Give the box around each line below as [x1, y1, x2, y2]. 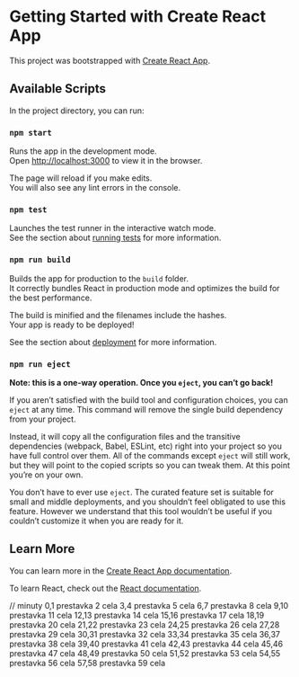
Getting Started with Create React [9, 6, 267, 27]
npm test [9, 204, 48, 215]
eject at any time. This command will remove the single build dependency [9, 404, 284, 414]
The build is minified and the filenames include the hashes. [9, 309, 227, 320]
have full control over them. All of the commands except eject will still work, [9, 450, 291, 460]
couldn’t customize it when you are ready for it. [9, 515, 184, 526]
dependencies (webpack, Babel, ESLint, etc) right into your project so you [9, 441, 283, 451]
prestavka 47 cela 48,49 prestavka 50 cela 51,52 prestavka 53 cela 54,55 [9, 647, 281, 658]
